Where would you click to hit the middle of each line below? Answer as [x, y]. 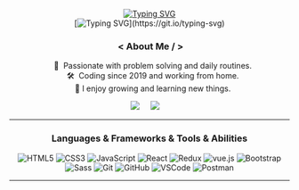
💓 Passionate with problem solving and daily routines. [153, 66]
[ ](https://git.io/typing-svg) [149, 23]
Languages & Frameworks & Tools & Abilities [149, 138]
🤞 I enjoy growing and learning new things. [153, 88]
